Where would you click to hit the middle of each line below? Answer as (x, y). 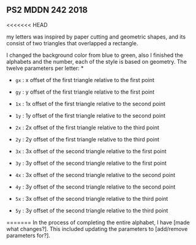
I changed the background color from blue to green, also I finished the (95, 55)
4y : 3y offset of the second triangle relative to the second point (95, 187)
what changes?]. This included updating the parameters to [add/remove (97, 228)
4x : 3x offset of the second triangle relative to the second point (95, 175)
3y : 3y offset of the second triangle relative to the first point (91, 163)
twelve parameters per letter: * (45, 68)
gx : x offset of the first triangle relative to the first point (85, 80)
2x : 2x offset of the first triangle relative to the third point (87, 127)
